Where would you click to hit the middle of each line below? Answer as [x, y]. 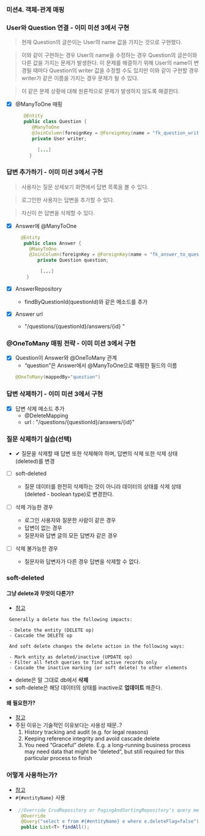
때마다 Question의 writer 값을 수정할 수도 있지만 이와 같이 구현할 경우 [116, 70]
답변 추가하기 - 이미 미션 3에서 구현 [55, 172]
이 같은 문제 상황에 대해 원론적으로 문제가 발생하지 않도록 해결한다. [100, 91]
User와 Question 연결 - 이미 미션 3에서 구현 [68, 28]
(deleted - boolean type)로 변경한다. [69, 494]
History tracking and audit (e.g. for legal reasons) [86, 732]
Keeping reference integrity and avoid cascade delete [92, 739]
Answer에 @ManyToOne [46, 226]
